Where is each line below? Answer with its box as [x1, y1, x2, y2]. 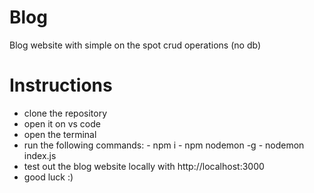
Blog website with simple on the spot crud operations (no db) [9, 39, 262, 51]
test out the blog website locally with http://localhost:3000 [23, 160, 265, 172]
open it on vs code [23, 117, 101, 130]
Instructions [9, 74, 113, 97]
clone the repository [23, 107, 108, 119]
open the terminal [23, 128, 97, 140]
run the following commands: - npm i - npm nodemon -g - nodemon [23, 139, 305, 151]
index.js [23, 149, 57, 161]
